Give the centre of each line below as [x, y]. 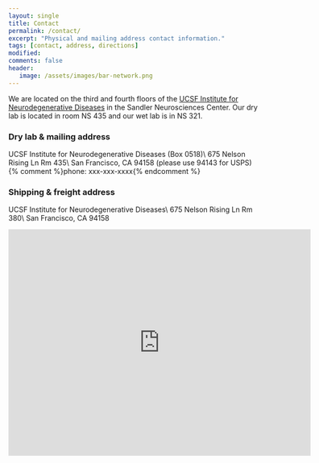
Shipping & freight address [62, 192]
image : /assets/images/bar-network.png [86, 76]
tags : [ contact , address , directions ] [73, 46]
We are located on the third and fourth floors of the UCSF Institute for [124, 98]
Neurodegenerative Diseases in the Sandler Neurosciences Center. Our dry [133, 107]
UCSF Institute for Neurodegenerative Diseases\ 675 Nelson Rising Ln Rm [130, 209]
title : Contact [34, 23]
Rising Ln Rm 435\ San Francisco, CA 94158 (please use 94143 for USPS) [130, 163]
